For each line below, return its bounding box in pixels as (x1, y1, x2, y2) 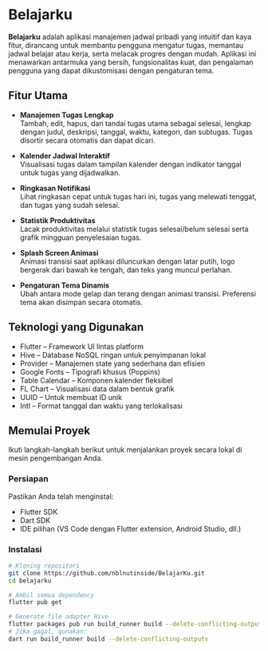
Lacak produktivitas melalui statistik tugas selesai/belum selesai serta (19, 224, 249, 233)
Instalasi (8, 543, 42, 555)
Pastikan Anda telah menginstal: (8, 492, 114, 501)
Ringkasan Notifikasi (19, 183, 91, 193)
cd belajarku (8, 576, 52, 585)
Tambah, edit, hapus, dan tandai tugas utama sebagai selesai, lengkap (19, 118, 251, 128)
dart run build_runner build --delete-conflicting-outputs (8, 635, 209, 643)
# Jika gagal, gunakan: (8, 628, 88, 636)
